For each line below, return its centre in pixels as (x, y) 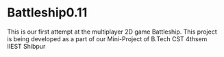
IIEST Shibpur (26, 46)
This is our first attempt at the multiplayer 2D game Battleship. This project (112, 32)
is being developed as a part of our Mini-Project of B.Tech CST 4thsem (107, 38)
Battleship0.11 (47, 13)
